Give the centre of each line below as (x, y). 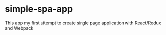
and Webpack (19, 28)
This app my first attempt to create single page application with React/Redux (83, 23)
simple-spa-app (39, 9)
